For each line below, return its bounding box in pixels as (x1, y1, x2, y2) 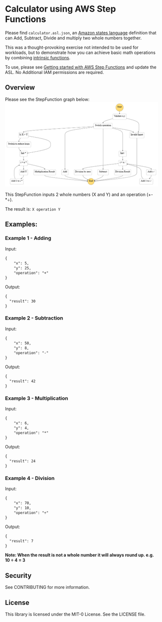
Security (5, 571, 32, 580)
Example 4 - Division (5, 475, 55, 482)
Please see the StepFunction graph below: (5, 96, 90, 102)
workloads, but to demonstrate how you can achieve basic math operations (5, 50, 156, 55)
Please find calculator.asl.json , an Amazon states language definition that (5, 30, 157, 36)
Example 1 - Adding (5, 235, 52, 242)
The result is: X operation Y (5, 206, 61, 212)
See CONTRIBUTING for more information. (5, 585, 90, 590)
